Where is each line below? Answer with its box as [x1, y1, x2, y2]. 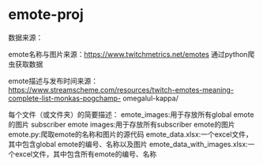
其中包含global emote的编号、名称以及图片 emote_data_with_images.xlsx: [8, 139, 249, 149]
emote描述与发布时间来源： [8, 76, 99, 85]
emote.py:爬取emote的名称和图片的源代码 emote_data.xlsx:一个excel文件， [8, 129, 253, 139]
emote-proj [8, 6, 85, 24]
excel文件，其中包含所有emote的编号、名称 [14, 149, 157, 159]
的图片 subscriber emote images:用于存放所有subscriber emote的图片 [8, 119, 235, 129]
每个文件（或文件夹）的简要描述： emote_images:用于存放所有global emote [8, 109, 254, 119]
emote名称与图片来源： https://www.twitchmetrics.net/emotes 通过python [8, 49, 248, 58]
